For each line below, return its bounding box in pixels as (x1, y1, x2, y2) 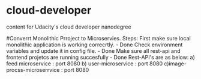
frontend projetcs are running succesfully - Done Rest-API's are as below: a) (6, 53, 195, 61)
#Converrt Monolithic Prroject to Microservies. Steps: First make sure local (6, 34, 191, 42)
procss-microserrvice (6, 66, 60, 73)
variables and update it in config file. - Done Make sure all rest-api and (6, 47, 181, 54)
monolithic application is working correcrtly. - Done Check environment (6, 41, 183, 48)
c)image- (164, 60, 187, 67)
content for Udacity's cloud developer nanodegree (6, 23, 131, 30)
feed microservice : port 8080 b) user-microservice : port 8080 (6, 60, 163, 67)
